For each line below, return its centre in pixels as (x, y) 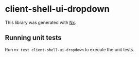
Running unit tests (33, 38)
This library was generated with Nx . (41, 22)
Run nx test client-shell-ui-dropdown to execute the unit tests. (70, 49)
